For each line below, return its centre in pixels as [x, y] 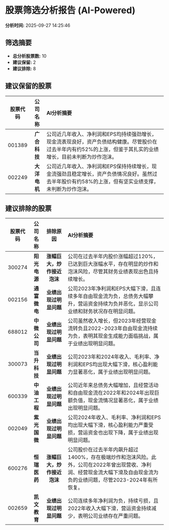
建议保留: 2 [24, 62]
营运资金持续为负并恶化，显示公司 [118, 304]
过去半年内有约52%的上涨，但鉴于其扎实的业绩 [103, 149]
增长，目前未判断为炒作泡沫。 [82, 157]
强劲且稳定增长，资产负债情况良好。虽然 [104, 174]
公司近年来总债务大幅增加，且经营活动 [113, 386]
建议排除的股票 [28, 208]
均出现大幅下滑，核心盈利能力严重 [108, 425]
